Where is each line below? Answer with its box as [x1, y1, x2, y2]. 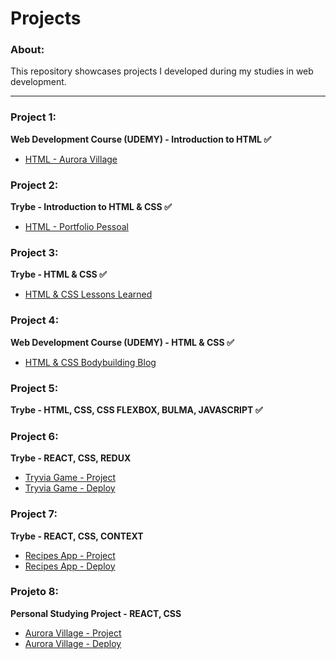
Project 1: [10, 110, 57, 124]
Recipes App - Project [24, 549, 116, 561]
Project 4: [10, 313, 60, 327]
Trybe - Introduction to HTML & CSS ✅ [10, 201, 172, 213]
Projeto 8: [10, 585, 59, 599]
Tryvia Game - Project [24, 472, 117, 484]
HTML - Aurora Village [24, 153, 118, 165]
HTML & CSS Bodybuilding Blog [24, 356, 157, 368]
